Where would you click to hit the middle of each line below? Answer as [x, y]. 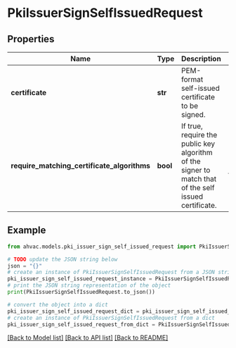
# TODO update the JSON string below [63, 259]
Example [27, 230]
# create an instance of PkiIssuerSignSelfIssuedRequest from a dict [111, 318]
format [192, 79]
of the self [198, 188]
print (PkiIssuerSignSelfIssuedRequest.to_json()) [81, 292]
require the [199, 135]
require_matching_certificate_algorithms [81, 166]
